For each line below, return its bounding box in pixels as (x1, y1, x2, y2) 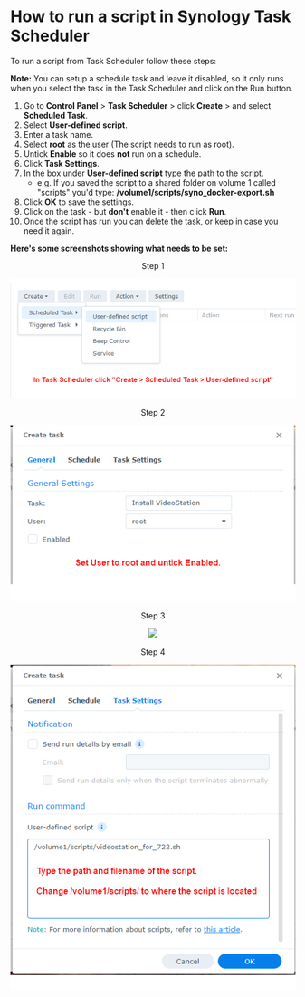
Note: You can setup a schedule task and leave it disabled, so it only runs (10, 72, 284, 83)
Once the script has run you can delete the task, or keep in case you (23, 216, 279, 226)
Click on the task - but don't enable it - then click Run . (23, 206, 227, 216)
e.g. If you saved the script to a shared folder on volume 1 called (36, 177, 277, 187)
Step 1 (141, 260, 165, 271)
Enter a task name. (23, 129, 94, 139)
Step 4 (140, 647, 166, 657)
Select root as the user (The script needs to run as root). (23, 139, 234, 149)
